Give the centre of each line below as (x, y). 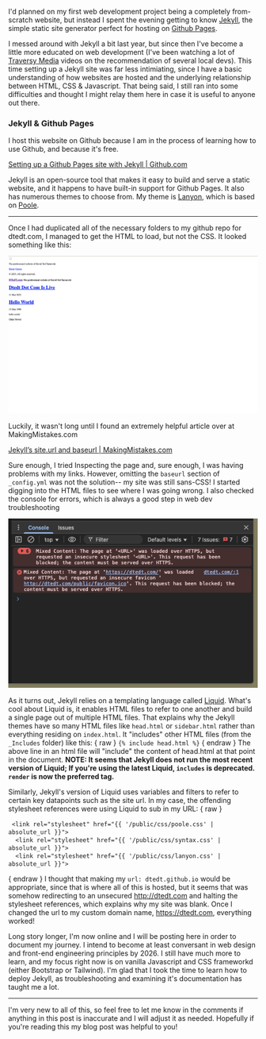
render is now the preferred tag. (61, 776)
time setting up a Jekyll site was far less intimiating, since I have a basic (125, 69)
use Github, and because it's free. (63, 149)
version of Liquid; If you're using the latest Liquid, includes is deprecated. (131, 768)
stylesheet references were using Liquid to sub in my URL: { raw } (115, 809)
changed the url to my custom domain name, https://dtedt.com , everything (130, 912)
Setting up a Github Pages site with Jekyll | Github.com (98, 164)
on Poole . (24, 205)
